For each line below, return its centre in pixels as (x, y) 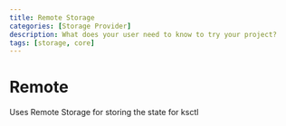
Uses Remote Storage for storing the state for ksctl (104, 112)
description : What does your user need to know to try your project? (143, 34)
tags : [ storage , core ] (52, 43)
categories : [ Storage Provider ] (70, 26)
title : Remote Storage (52, 18)
